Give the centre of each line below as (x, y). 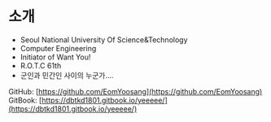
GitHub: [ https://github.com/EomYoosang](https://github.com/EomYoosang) (135, 91)
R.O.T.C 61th (41, 65)
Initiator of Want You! (55, 57)
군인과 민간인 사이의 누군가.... (67, 75)
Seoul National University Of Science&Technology (104, 39)
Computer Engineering (58, 48)
